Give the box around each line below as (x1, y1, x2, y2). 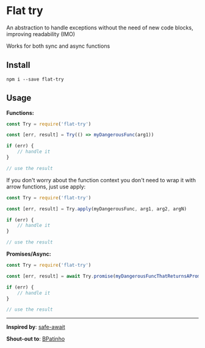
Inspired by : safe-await (6, 324, 65, 331)
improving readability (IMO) (6, 30, 75, 37)
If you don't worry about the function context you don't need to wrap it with (6, 176, 196, 183)
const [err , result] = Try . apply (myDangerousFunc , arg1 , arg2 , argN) (6, 205, 187, 212)
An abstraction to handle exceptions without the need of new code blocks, (6, 24, 193, 31)
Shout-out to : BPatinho (6, 335, 65, 342)
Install (6, 60, 31, 70)
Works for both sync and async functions (6, 42, 110, 50)
